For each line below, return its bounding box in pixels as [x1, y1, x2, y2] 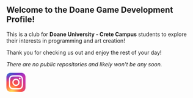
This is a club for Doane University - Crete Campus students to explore [6, 30, 188, 38]
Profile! [6, 15, 35, 25]
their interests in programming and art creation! [6, 37, 125, 44]
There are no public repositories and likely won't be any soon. [6, 60, 162, 68]
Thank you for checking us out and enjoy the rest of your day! [6, 49, 162, 56]
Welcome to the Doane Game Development [6, 5, 173, 15]
